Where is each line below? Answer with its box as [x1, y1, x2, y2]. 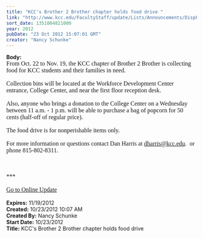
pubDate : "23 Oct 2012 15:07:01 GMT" [6, 31, 101, 37]
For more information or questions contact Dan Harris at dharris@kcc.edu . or [6, 140, 195, 147]
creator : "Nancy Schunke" [6, 37, 71, 43]
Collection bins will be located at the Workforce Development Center [6, 80, 174, 87]
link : [6, 14, 20, 21]
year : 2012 [6, 25, 34, 32]
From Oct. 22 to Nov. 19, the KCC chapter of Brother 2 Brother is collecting [6, 60, 192, 67]
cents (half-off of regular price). [6, 114, 83, 121]
